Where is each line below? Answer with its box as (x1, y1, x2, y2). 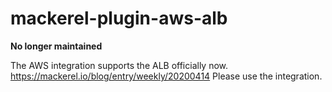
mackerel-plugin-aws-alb (10, 7, 228, 30)
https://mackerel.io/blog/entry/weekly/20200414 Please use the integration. (10, 70, 323, 82)
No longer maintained (10, 40, 103, 52)
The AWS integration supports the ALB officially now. (10, 59, 229, 71)
